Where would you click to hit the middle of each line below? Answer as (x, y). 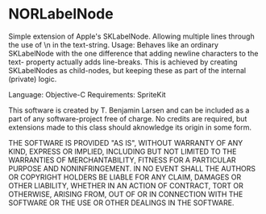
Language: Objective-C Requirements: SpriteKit (87, 94)
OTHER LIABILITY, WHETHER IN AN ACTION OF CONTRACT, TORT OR (126, 185)
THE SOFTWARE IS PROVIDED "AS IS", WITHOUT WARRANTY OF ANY (126, 142)
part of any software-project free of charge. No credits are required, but (128, 118)
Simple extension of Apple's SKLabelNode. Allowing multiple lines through (132, 36)
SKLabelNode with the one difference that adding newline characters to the (133, 53)
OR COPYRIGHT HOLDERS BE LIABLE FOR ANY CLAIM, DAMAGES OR (125, 177)
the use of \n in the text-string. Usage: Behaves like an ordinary (114, 44)
